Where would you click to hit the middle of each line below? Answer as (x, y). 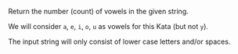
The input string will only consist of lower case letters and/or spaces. (119, 41)
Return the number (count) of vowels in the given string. (99, 11)
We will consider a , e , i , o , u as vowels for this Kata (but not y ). (108, 26)
